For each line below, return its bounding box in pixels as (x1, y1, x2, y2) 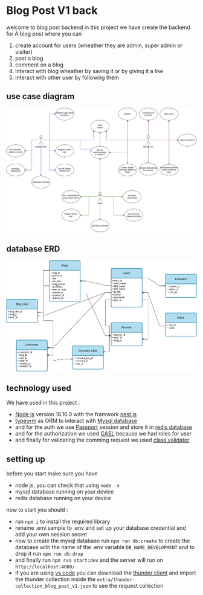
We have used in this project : (6, 399, 80, 407)
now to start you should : (6, 506, 68, 513)
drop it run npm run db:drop (14, 550, 83, 558)
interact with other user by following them (14, 74, 120, 81)
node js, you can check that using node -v (14, 481, 120, 489)
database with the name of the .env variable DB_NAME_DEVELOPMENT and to (14, 544, 195, 551)
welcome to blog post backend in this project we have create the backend (6, 24, 190, 31)
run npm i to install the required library (14, 518, 111, 526)
